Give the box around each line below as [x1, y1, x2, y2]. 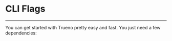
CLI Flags [5, 3, 46, 15]
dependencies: [5, 30, 37, 36]
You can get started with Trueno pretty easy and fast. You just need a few [5, 24, 161, 30]
